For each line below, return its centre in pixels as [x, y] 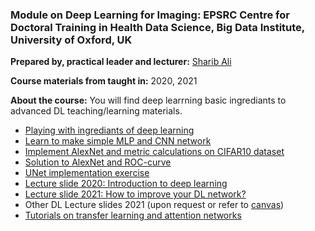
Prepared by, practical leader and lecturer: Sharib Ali [121, 62]
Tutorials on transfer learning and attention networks [133, 215]
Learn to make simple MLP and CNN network [118, 141]
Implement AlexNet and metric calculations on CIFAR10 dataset [154, 152]
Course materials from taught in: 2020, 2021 [104, 81]
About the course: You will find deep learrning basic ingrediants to [148, 100]
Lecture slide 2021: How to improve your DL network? [135, 194]
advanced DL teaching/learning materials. [96, 111]
